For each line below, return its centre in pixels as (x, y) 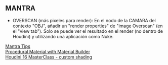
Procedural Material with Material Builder (48, 51)
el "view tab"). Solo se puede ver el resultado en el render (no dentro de (88, 31)
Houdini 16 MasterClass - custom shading (49, 57)
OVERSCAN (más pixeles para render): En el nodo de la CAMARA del (84, 20)
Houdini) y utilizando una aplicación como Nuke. (63, 36)
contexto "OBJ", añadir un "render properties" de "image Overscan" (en (88, 26)
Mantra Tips (18, 46)
